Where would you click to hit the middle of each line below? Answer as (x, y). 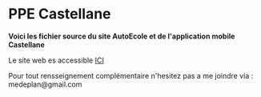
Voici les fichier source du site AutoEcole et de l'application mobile (122, 36)
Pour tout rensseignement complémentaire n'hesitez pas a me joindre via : (131, 75)
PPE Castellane (60, 14)
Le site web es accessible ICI (56, 60)
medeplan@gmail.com (45, 84)
